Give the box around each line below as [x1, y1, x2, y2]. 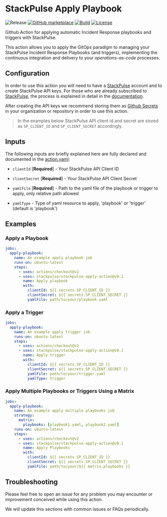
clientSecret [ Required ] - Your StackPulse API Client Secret [12, 175, 137, 181]
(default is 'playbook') [12, 205, 58, 211]
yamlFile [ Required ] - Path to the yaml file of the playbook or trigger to [12, 185, 159, 191]
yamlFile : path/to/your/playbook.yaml [27, 297, 108, 302]
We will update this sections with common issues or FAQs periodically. [5, 506, 150, 512]
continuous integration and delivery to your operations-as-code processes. [5, 54, 161, 60]
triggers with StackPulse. [5, 34, 57, 40]
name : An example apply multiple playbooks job [14, 408, 115, 413]
